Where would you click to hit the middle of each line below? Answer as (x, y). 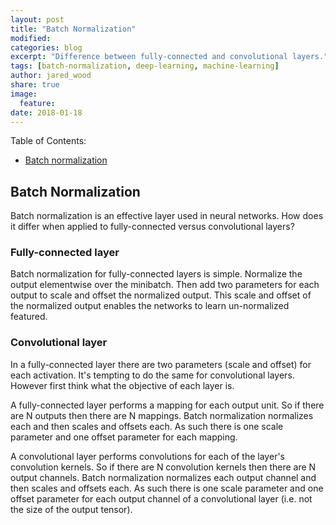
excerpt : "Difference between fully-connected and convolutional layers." (169, 57)
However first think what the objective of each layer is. (122, 385)
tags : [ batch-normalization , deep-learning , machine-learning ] (145, 66)
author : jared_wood (51, 76)
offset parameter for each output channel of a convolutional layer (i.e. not (161, 498)
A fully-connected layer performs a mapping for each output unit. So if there (167, 405)
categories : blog (46, 47)
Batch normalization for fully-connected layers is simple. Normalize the (156, 274)
